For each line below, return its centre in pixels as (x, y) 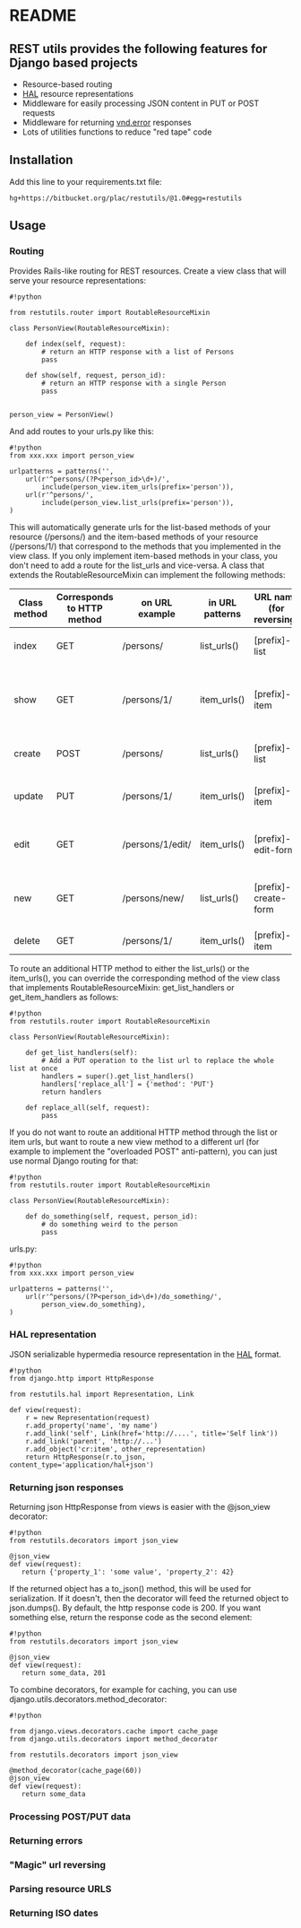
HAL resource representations (78, 94)
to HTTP (85, 608)
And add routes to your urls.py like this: (82, 431)
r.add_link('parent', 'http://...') (94, 1441)
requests (39, 113)
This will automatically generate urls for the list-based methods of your (140, 527)
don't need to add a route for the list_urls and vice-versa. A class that (137, 565)
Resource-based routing (67, 84)
